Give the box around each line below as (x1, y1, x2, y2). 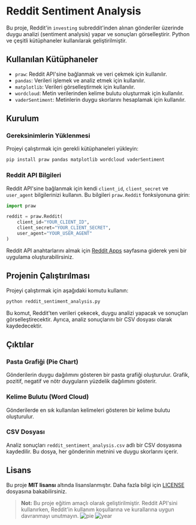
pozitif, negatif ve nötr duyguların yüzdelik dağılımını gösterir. (6, 377, 157, 385)
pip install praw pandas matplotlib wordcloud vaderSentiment (6, 157, 165, 163)
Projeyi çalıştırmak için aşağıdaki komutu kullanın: (6, 287, 129, 294)
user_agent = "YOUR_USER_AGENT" (17, 231, 93, 237)
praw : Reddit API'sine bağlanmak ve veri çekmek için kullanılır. (14, 70, 168, 78)
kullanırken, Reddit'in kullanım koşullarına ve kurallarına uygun (20, 506, 174, 513)
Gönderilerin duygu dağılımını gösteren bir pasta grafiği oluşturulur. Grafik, (6, 371, 190, 379)
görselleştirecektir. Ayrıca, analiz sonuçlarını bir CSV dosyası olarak (6, 315, 173, 323)
